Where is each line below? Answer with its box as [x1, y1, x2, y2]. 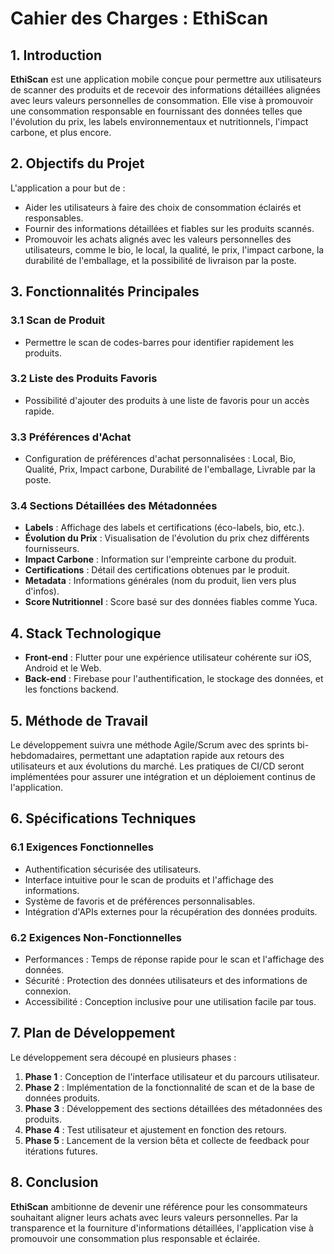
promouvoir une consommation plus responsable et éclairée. [10, 1232, 261, 1244]
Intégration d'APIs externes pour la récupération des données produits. [24, 905, 318, 917]
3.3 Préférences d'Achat [10, 430, 132, 444]
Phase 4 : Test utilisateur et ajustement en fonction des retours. [24, 1123, 287, 1136]
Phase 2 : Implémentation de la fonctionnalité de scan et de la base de [24, 1081, 315, 1093]
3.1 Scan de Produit [10, 313, 105, 327]
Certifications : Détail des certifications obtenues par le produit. [24, 564, 290, 576]
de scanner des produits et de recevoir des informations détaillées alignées [10, 84, 321, 96]
